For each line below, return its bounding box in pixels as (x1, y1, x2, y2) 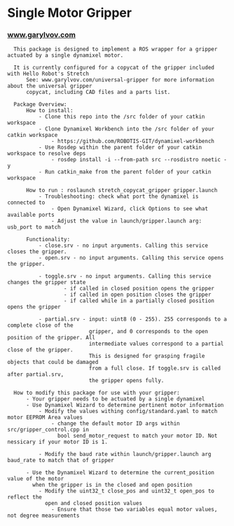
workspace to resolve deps (7, 150, 86, 157)
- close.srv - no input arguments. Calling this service (38, 242, 209, 250)
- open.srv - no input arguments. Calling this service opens (38, 255, 224, 262)
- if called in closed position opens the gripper (63, 285, 215, 292)
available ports (7, 212, 55, 219)
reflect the (7, 494, 42, 501)
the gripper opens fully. (88, 377, 165, 384)
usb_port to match (7, 224, 61, 231)
